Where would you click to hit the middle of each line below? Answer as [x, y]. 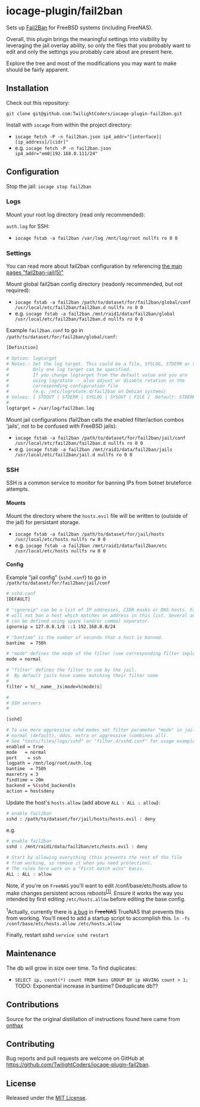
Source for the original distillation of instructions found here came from [93, 1019]
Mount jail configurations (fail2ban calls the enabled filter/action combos [95, 419]
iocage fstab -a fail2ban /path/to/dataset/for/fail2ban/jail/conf [100, 438]
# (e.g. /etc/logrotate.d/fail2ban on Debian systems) [86, 392]
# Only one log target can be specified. [69, 369]
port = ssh [24, 758]
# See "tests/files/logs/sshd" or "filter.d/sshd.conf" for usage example [101, 741]
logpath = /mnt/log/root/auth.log [49, 763]
